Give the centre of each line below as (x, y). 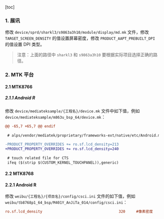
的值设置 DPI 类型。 (25, 44)
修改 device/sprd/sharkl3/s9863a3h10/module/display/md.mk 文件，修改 (77, 32)
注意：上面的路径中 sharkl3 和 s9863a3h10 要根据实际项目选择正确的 (85, 55)
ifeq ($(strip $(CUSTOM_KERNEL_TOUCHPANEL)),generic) (63, 163)
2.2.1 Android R (21, 185)
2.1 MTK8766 (19, 87)
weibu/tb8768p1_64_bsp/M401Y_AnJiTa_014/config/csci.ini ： (66, 202)
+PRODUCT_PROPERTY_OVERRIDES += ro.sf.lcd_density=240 (62, 149)
